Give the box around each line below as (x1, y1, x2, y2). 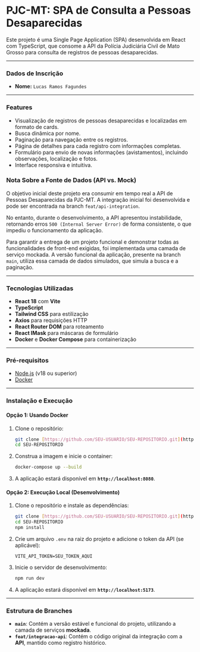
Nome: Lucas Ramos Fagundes (14, 83, 87, 90)
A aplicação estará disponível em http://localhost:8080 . (14, 475, 155, 482)
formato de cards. (14, 123, 60, 130)
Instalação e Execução (6, 396, 73, 405)
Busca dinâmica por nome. (14, 130, 81, 137)
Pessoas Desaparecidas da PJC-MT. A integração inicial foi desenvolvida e (6, 196, 190, 203)
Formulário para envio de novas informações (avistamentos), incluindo (14, 149, 189, 156)
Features (6, 103, 33, 112)
